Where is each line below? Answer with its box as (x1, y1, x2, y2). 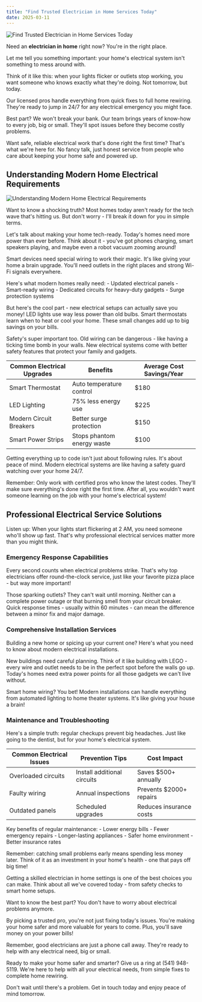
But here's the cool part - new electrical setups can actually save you (6, 305, 178, 312)
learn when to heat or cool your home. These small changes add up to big (6, 317, 189, 324)
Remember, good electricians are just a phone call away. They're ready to (6, 941, 189, 948)
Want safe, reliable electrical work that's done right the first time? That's (6, 139, 185, 146)
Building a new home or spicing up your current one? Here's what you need (6, 639, 194, 646)
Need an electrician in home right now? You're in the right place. (6, 43, 167, 50)
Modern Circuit (9, 415, 52, 423)
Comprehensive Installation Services (6, 625, 117, 634)
